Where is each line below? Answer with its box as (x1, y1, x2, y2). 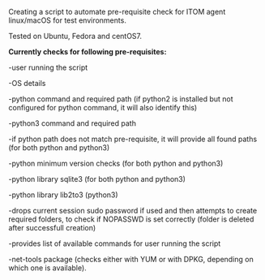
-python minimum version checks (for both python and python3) (8, 158, 224, 168)
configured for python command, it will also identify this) (8, 103, 198, 112)
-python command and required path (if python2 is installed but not (8, 94, 233, 104)
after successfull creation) (8, 223, 96, 232)
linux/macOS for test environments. (8, 15, 127, 25)
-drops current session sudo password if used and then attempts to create (8, 206, 258, 215)
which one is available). (8, 263, 87, 273)
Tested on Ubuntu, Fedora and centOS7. (8, 32, 143, 41)
